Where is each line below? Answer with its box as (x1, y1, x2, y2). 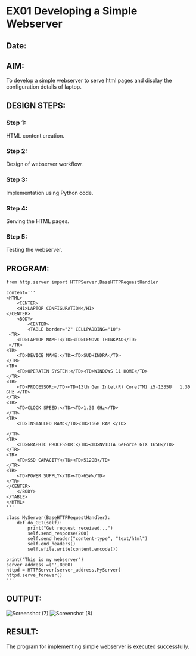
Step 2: (6, 147, 28, 155)
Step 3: (6, 175, 28, 184)
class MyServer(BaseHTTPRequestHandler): (6, 515, 111, 521)
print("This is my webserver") (6, 557, 84, 563)
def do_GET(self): (17, 520, 63, 526)
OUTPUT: (6, 594, 42, 604)
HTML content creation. (6, 132, 64, 139)
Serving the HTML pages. (6, 217, 70, 225)
